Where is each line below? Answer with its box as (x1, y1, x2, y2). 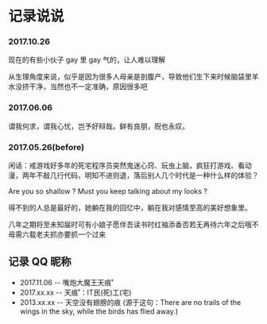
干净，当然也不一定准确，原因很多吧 (29, 82, 148, 91)
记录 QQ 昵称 (8, 255, 72, 268)
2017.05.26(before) (8, 141, 85, 152)
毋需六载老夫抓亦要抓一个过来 (8, 229, 106, 239)
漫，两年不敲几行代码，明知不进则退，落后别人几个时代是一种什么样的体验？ (8, 171, 259, 180)
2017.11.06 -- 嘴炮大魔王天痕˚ (19, 277, 114, 287)
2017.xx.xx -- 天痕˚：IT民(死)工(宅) (19, 287, 132, 297)
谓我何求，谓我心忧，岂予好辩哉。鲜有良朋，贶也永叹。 (8, 121, 189, 131)
